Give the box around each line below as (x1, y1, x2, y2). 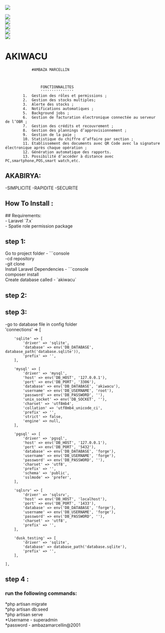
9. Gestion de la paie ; (23, 132, 77, 137)
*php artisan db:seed (5, 606, 48, 612)
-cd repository (5, 256, 35, 262)
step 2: (5, 291, 27, 299)
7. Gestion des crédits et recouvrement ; (23, 123, 114, 128)
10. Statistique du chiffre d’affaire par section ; (23, 136, 134, 141)
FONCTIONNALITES (40, 84, 74, 89)
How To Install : (5, 199, 53, 208)
